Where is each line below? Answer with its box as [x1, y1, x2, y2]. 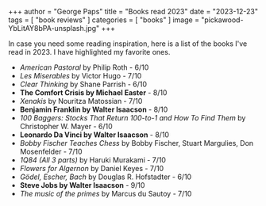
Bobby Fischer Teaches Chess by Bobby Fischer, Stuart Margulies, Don [19, 139, 254, 147]
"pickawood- [201, 15, 244, 25]
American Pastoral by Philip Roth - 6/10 [19, 63, 149, 72]
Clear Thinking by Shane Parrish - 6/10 [19, 79, 148, 89]
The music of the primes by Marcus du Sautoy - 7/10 [19, 189, 192, 198]
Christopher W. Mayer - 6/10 [19, 122, 113, 131]
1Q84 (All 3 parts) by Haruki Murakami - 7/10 [19, 155, 167, 165]
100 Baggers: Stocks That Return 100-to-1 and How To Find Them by [19, 113, 246, 122]
